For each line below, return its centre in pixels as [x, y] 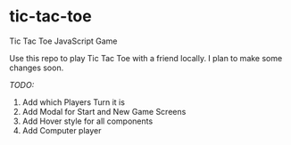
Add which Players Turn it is [73, 102]
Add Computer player [62, 130]
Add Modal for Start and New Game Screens [104, 111]
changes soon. [37, 68]
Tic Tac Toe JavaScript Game [63, 41]
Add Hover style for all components [87, 121]
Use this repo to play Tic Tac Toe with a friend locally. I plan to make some [146, 58]
